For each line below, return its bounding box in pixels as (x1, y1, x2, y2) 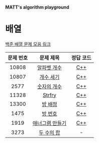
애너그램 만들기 (32, 119, 67, 126)
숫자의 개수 (37, 83, 62, 90)
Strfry (42, 91, 57, 99)
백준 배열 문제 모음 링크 (5, 41, 51, 47)
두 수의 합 (39, 129, 60, 136)
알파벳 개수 (37, 64, 62, 71)
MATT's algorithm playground (5, 4, 69, 10)
